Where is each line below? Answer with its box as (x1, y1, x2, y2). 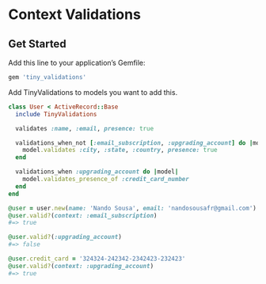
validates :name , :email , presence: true (15, 124, 154, 132)
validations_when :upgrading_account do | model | (15, 168, 179, 176)
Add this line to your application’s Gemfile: (8, 58, 146, 67)
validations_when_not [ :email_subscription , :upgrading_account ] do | (15, 138, 253, 147)
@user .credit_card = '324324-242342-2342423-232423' (8, 255, 186, 263)
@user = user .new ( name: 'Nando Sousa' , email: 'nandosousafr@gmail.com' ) (8, 204, 257, 212)
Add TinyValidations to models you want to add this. (8, 87, 178, 97)
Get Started (8, 37, 66, 51)
